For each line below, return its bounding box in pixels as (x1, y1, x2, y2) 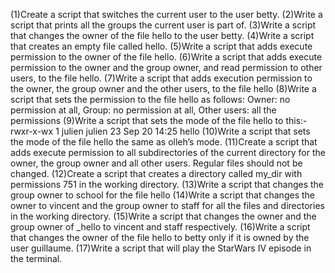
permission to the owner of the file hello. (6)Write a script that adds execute (10, 51, 323, 63)
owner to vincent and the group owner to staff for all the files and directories (10, 200, 325, 211)
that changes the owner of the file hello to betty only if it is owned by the (10, 232, 310, 243)
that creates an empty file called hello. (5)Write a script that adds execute (10, 40, 313, 52)
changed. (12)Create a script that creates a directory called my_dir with (10, 168, 303, 179)
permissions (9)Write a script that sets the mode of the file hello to (10, 115, 284, 126)
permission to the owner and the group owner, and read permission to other (10, 62, 323, 73)
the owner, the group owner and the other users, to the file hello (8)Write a (10, 83, 317, 94)
